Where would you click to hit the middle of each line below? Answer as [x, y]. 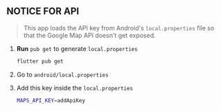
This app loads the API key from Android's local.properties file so [119, 28]
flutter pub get [40, 61]
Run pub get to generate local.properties [77, 48]
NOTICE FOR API [43, 11]
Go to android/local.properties [62, 74]
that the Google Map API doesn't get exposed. [90, 35]
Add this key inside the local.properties [74, 88]
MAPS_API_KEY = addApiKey [51, 100]
